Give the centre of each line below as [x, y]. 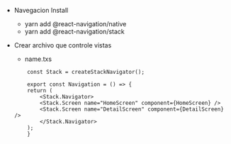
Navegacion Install [41, 10]
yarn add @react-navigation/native [75, 24]
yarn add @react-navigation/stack [75, 32]
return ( [40, 91]
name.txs [38, 59]
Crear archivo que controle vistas [63, 45]
